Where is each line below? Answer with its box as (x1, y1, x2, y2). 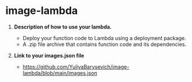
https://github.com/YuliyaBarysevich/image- (22, 63, 130, 70)
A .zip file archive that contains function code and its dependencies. (22, 41, 187, 48)
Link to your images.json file (13, 52, 85, 59)
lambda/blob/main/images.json (22, 69, 97, 76)
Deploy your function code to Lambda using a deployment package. (22, 34, 186, 41)
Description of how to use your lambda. (13, 23, 112, 30)
